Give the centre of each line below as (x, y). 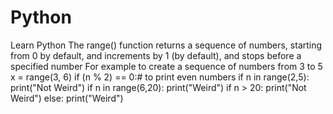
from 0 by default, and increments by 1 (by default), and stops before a (156, 55)
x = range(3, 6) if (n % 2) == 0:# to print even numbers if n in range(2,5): (160, 77)
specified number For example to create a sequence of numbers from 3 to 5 (166, 66)
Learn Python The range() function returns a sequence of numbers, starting (166, 45)
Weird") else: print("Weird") (67, 98)
